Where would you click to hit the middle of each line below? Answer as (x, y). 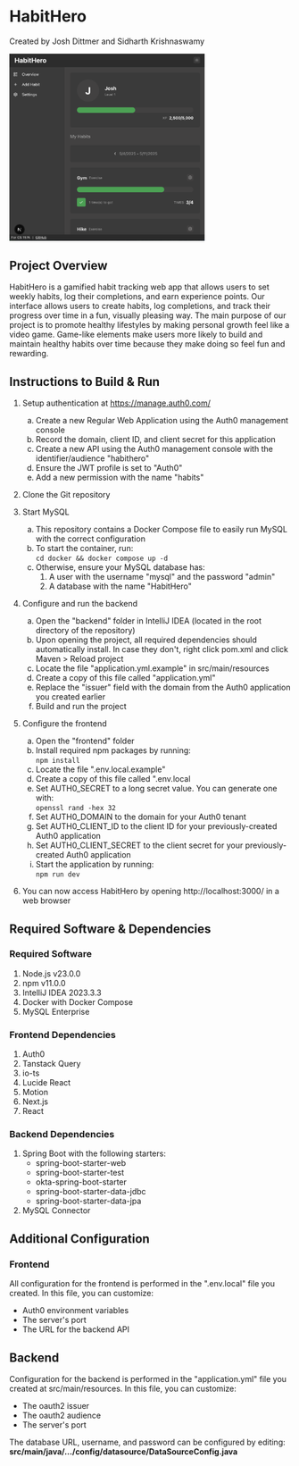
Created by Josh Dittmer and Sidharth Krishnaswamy (107, 41)
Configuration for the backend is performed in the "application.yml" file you (148, 1378)
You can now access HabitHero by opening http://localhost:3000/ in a (150, 892)
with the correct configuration (90, 539)
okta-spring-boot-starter (81, 1182)
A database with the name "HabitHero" (120, 586)
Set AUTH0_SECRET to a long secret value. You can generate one (156, 789)
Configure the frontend (64, 724)
